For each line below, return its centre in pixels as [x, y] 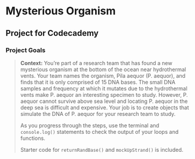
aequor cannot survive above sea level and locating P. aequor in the [104, 101]
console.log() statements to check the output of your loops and [99, 132]
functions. [33, 138]
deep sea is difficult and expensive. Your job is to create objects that [105, 107]
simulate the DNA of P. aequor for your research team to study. [98, 114]
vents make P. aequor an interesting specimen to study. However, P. [104, 94]
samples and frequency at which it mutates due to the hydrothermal [104, 88]
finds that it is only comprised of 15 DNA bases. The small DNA [98, 82]
